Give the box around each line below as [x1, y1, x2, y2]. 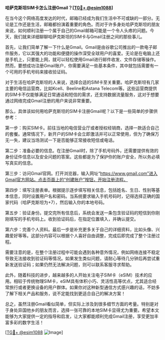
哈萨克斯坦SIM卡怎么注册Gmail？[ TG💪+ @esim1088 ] [5, 5, 113, 10]
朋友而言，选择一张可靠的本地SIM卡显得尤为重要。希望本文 [39, 307, 160, 313]
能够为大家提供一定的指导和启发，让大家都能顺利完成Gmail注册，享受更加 [5, 313, 155, 319]
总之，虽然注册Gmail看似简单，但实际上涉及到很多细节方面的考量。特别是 [5, 301, 155, 307]
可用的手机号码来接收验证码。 [9, 69, 70, 74]
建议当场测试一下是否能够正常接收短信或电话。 [22, 137, 117, 143]
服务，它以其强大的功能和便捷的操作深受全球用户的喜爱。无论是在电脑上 [9, 50, 156, 56]
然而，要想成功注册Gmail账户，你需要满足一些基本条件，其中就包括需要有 [5, 63, 155, 68]
